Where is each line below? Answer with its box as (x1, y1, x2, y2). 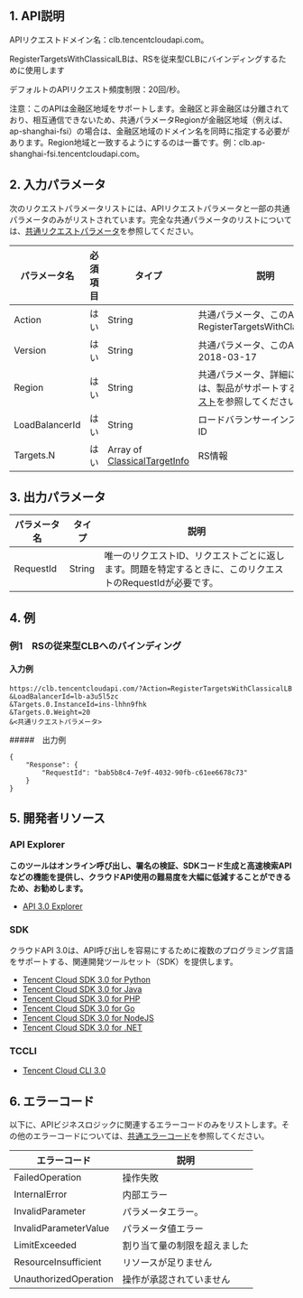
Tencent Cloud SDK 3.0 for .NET (22, 1022, 142, 1033)
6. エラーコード (9, 1093, 95, 1108)
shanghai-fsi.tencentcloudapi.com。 (9, 148, 144, 159)
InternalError (14, 1188, 68, 1201)
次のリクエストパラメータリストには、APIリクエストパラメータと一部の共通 (9, 202, 290, 214)
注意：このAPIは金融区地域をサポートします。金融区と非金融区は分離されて (9, 103, 290, 114)
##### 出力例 (9, 734, 67, 745)
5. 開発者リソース (9, 811, 106, 826)
